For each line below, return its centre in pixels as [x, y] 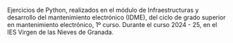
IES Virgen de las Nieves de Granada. [61, 32]
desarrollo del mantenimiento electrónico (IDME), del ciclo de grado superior [116, 17]
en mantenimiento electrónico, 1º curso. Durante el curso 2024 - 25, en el [112, 25]
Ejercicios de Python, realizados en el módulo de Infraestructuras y [103, 10]
